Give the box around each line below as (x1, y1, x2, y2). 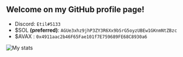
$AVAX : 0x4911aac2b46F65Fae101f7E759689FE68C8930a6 (14, 32, 148, 40)
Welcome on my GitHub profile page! (6, 5, 145, 15)
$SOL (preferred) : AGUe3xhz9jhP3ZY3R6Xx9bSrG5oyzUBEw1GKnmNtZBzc (14, 26, 177, 33)
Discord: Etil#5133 (14, 20, 61, 27)
